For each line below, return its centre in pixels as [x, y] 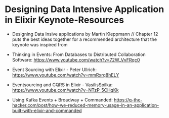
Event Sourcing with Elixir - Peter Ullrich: [54, 70]
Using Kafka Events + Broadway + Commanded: [62, 100]
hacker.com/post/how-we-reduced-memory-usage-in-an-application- [86, 105]
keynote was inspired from [40, 44]
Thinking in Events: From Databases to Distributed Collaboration [79, 54]
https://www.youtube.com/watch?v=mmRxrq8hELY [66, 75]
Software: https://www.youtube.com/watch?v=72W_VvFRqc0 [76, 60]
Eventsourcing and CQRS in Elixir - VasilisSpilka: [62, 85]
